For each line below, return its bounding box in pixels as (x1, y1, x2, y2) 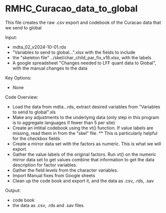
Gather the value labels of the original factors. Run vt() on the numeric (12, 151, 157, 157)
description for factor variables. (12, 162, 77, 168)
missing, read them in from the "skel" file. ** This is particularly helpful (12, 130, 158, 136)
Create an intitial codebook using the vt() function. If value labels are (12, 125, 154, 131)
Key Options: (5, 75, 31, 81)
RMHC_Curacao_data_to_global (5, 3, 138, 14)
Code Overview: (5, 94, 38, 100)
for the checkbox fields (12, 135, 60, 141)
